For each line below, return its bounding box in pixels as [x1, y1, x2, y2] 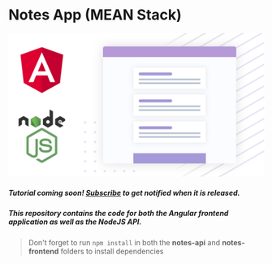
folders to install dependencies [60, 246, 164, 256]
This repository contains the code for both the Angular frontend [8, 209, 229, 219]
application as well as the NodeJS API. [8, 217, 142, 227]
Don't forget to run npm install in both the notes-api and [28, 237, 221, 247]
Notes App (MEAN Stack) [8, 6, 183, 24]
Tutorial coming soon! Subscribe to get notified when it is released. [8, 188, 240, 198]
